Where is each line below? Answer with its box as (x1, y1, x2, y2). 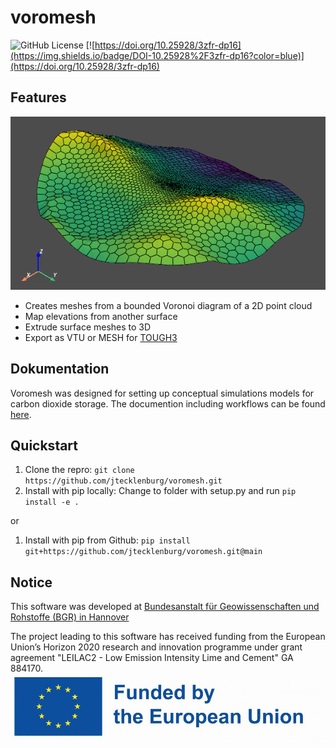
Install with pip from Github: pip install (24, 534, 191, 546)
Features (10, 89, 67, 106)
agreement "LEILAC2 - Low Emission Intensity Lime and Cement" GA (10, 652, 294, 664)
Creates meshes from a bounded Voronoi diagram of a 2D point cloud (24, 299, 313, 311)
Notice (10, 574, 53, 591)
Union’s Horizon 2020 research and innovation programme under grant (10, 641, 303, 653)
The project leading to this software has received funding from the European (10, 631, 326, 643)
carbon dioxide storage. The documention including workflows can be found (10, 397, 326, 410)
